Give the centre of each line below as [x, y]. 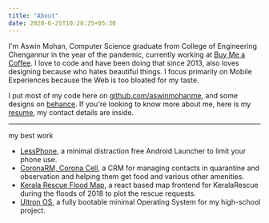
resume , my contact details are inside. [71, 112]
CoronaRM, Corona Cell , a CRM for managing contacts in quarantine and [140, 168]
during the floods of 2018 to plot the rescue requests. [108, 193]
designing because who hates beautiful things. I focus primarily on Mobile [130, 71]
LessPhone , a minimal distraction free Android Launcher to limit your [133, 151]
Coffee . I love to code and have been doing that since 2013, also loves [124, 63]
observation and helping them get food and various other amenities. [132, 176]
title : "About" [34, 16]
